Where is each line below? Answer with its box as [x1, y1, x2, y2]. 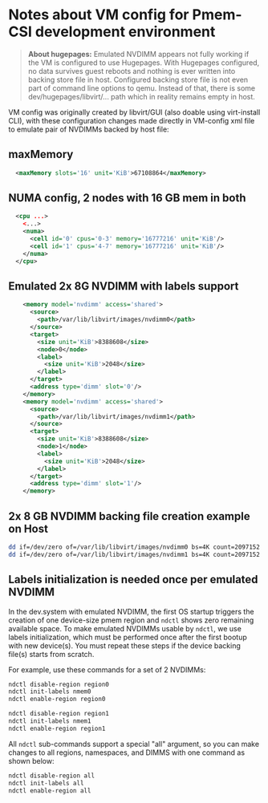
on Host [8, 521, 48, 535]
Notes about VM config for [8, 6, 189, 24]
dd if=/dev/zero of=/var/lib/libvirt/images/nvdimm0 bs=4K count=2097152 [8, 543, 261, 551]
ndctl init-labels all [8, 779, 84, 787]
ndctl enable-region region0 [8, 696, 106, 704]
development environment [35, 22, 216, 41]
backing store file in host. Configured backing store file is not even [27, 75, 249, 84]
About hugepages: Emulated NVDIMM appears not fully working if [27, 49, 250, 59]
